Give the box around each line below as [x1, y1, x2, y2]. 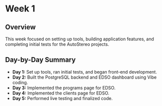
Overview [5, 23, 36, 31]
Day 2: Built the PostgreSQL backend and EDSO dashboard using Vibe [12, 74, 157, 80]
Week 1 [5, 3, 35, 14]
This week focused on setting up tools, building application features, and [5, 36, 154, 42]
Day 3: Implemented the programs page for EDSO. [12, 85, 116, 91]
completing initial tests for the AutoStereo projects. [5, 41, 109, 47]
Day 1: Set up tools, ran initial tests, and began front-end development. [12, 69, 158, 75]
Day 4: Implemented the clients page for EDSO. [12, 90, 109, 96]
